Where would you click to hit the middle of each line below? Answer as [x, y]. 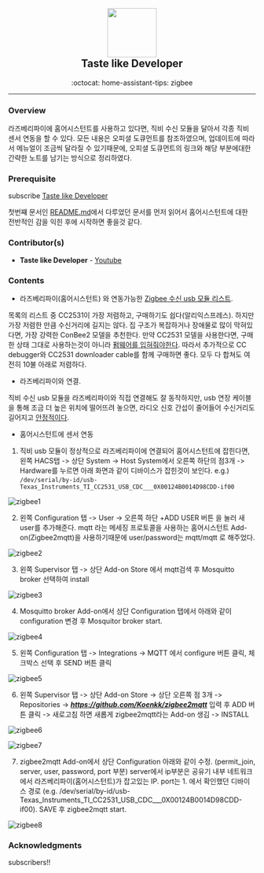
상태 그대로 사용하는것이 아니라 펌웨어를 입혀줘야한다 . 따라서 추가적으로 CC [131, 344]
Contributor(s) [36, 243]
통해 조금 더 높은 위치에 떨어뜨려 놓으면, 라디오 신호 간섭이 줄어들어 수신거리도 [136, 407]
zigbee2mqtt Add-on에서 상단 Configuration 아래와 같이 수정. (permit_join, [137, 761]
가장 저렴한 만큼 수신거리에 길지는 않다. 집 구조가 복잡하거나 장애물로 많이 [120, 325]
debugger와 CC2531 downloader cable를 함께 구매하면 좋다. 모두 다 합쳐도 [125, 354]
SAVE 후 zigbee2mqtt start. [83, 809]
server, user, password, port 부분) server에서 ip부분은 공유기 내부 [123, 771]
